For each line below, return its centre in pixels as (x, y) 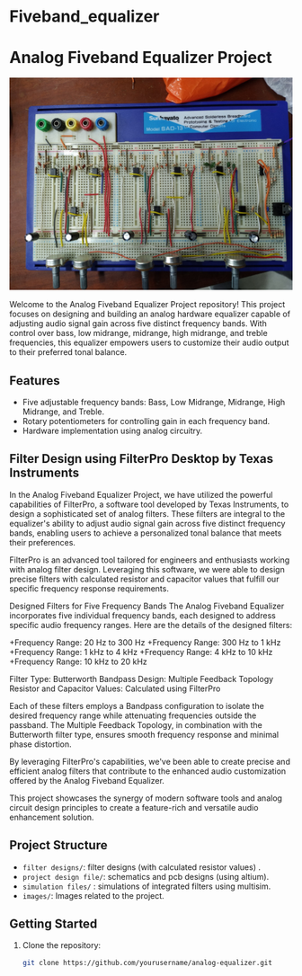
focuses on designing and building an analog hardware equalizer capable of (150, 314)
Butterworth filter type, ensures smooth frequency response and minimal (144, 734)
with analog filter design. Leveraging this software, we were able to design (147, 569)
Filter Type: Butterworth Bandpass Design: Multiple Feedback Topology (142, 679)
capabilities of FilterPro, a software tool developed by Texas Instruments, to (149, 504)
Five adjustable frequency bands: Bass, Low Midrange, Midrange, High (154, 402)
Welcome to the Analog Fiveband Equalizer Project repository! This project (147, 305)
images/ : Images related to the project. (93, 895)
